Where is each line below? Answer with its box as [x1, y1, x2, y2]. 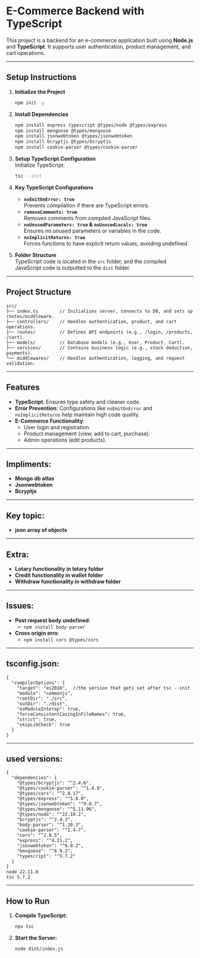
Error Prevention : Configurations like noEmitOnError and [14, 405, 153, 412]
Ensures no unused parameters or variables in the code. [23, 227, 162, 234]
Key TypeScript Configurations [14, 183, 93, 191]
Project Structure [6, 287, 71, 297]
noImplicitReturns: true [23, 234, 86, 240]
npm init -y [14, 100, 45, 106]
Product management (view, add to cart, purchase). [23, 430, 151, 437]
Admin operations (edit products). [23, 436, 107, 443]
